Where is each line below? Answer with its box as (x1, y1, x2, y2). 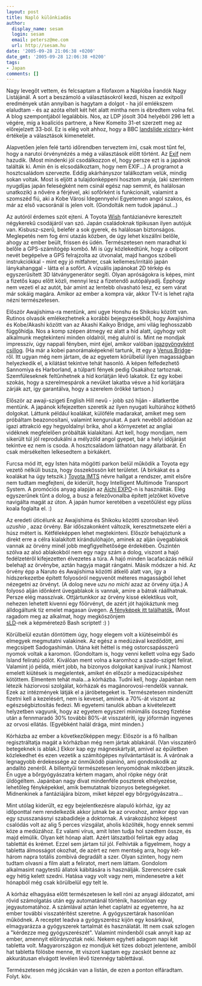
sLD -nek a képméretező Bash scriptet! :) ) (6, 619, 110, 627)
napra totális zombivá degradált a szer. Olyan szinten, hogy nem (23, 853, 183, 860)
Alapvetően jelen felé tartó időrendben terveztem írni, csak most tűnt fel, (6, 144, 186, 151)
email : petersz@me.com (11, 37, 69, 43)
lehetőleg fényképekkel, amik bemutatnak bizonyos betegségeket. (6, 784, 171, 791)
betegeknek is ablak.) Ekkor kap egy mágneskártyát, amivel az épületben (6, 745, 188, 752)
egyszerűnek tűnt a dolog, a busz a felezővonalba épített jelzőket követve (6, 492, 189, 499)
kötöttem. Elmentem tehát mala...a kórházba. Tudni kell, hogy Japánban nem (6, 676, 197, 683)
